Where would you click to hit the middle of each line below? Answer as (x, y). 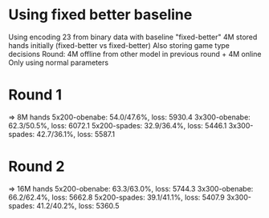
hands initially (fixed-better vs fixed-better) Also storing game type (119, 45)
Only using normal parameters (59, 63)
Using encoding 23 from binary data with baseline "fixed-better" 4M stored (133, 37)
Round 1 (35, 95)
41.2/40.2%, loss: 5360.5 (78, 205)
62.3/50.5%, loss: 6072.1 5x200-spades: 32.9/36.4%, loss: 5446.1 (118, 125)
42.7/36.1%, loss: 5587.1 (76, 134)
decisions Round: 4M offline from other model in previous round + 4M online (135, 54)
